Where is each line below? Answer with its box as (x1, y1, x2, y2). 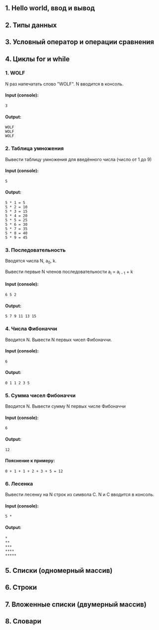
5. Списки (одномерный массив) (5, 566, 113, 575)
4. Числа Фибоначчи (5, 325, 57, 332)
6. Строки (5, 583, 37, 592)
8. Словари (5, 617, 42, 626)
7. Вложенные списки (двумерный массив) (5, 600, 147, 609)
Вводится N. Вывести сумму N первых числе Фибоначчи (5, 403, 126, 409)
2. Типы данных (5, 21, 57, 29)
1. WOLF (5, 70, 25, 77)
